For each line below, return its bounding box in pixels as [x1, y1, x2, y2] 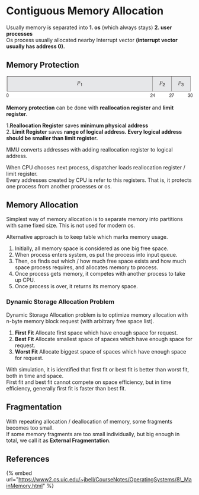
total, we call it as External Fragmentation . [6, 437, 111, 444]
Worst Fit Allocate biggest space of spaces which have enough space [14, 348, 187, 355]
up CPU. [14, 276, 36, 283]
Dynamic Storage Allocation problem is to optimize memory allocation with [6, 311, 188, 319]
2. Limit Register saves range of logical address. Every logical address [6, 128, 182, 135]
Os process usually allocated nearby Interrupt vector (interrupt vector [6, 36, 178, 43]
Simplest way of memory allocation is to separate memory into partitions [6, 216, 184, 223]
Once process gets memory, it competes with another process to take [14, 270, 185, 278]
